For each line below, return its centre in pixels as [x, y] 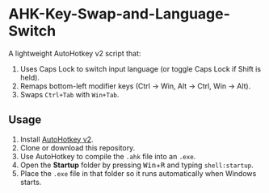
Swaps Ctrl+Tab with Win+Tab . [69, 94]
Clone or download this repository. [78, 148]
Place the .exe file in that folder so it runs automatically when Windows [138, 173]
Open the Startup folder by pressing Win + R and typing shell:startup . [137, 165]
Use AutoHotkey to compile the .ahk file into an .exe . [108, 156]
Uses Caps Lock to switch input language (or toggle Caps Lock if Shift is [140, 68]
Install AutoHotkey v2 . [57, 139]
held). [30, 77]
